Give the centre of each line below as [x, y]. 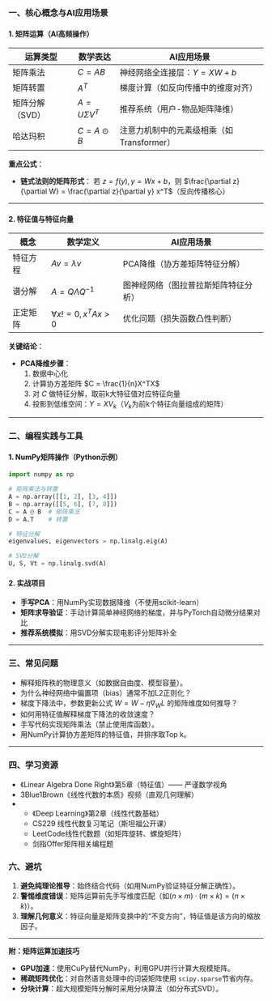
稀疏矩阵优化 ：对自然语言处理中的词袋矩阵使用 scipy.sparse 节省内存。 [138, 978]
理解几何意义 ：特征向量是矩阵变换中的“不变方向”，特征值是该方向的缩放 [140, 916]
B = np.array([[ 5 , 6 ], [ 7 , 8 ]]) [63, 504]
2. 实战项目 [27, 583]
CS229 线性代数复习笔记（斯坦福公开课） [102, 823]
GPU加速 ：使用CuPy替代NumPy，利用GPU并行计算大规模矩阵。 [127, 968]
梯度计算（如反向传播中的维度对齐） [188, 88]
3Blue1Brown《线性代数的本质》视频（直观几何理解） [109, 794]
